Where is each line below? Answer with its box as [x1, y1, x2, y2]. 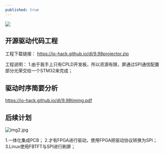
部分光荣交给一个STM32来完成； [5, 68, 73, 74]
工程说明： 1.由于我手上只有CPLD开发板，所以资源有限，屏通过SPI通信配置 [5, 61, 159, 68]
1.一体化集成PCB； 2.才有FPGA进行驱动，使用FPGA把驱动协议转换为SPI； [5, 137, 157, 143]
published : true [5, 7, 39, 13]
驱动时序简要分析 [5, 84, 58, 92]
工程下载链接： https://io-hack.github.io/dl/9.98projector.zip [5, 51, 129, 57]
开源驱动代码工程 [5, 37, 58, 45]
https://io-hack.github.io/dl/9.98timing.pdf [5, 97, 92, 103]
